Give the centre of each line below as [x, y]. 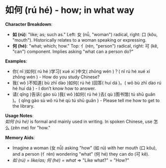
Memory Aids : [20, 137]
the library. [23, 106]
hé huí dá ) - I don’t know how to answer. [54, 88]
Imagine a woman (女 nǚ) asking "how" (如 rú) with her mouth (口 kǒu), [84, 148]
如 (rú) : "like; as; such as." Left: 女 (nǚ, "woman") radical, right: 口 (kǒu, [85, 34]
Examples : [16, 61]
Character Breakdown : [29, 24]
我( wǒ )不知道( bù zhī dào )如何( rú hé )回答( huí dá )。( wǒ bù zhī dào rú [87, 83]
